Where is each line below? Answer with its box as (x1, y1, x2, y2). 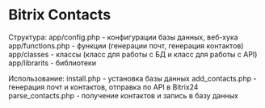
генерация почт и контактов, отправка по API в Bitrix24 (8, 82, 199, 92)
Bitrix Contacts (8, 6, 111, 24)
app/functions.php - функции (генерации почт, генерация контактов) (8, 40, 244, 50)
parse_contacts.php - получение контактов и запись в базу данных (8, 90, 238, 100)
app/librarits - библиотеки (8, 58, 97, 68)
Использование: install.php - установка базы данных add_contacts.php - (8, 73, 257, 83)
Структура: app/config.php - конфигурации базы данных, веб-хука (8, 32, 238, 42)
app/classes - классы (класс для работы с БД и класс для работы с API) (8, 49, 258, 59)
